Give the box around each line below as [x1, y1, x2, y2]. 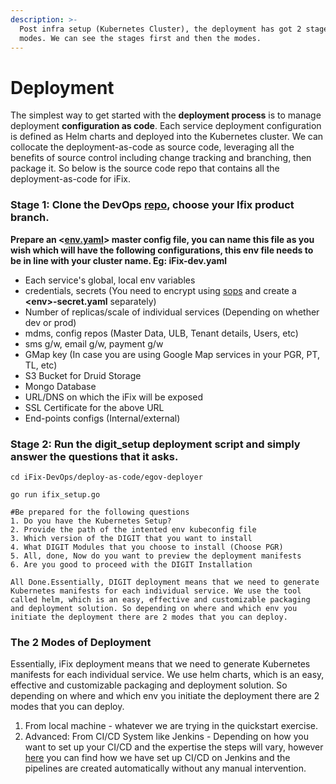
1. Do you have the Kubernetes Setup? [10, 516, 172, 526]
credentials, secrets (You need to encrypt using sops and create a [24, 284, 297, 296]
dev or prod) [24, 316, 77, 328]
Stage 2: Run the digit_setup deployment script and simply [10, 437, 301, 451]
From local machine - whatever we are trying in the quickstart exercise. [24, 720, 318, 732]
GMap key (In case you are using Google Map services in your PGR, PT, [24, 348, 321, 360]
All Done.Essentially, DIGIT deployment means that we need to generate [10, 577, 320, 587]
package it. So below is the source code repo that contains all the [10, 162, 280, 175]
